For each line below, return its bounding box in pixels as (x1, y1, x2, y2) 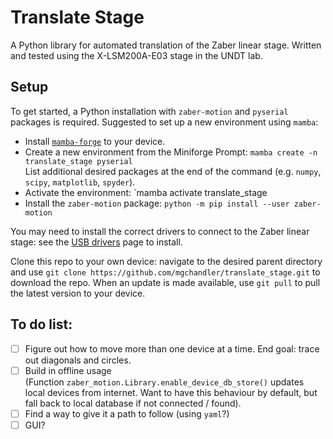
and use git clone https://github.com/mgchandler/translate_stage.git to (10, 266, 321, 278)
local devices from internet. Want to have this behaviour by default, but (24, 386, 318, 398)
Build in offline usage (24, 364, 112, 376)
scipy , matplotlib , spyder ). (24, 176, 136, 188)
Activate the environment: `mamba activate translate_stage (24, 186, 268, 198)
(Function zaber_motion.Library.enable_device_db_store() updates (24, 376, 305, 388)
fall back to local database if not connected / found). (24, 397, 242, 409)
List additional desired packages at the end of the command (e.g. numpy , (24, 165, 322, 177)
